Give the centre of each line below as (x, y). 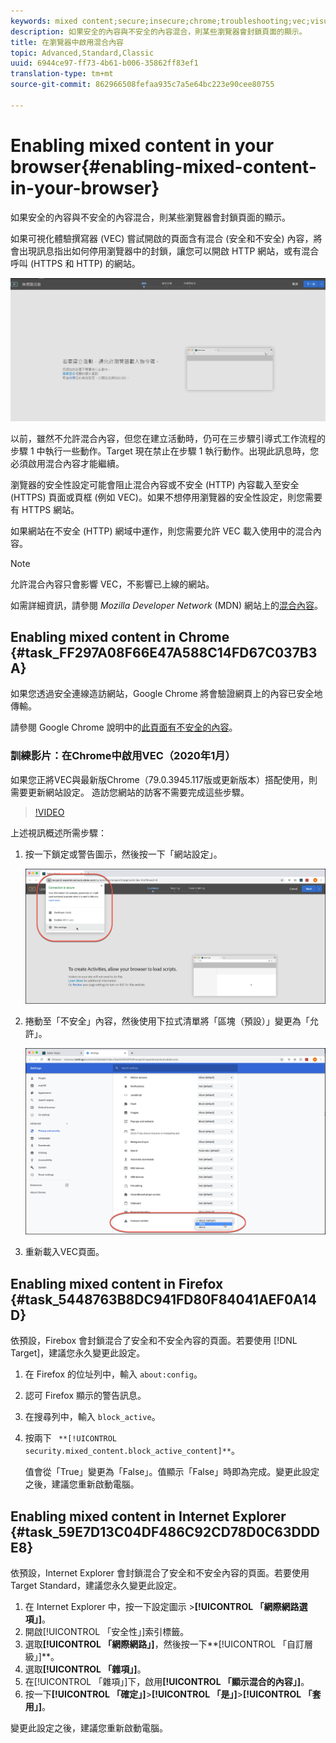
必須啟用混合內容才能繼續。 (67, 463)
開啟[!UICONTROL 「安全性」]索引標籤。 (107, 1631)
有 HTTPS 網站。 (45, 509)
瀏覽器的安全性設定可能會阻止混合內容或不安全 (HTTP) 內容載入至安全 (155, 484)
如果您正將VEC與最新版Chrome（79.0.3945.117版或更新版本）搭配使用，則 (164, 779)
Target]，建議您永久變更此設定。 (78, 1353)
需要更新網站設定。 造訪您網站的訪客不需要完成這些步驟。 (130, 792)
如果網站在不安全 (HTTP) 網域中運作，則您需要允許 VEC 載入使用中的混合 (161, 531)
